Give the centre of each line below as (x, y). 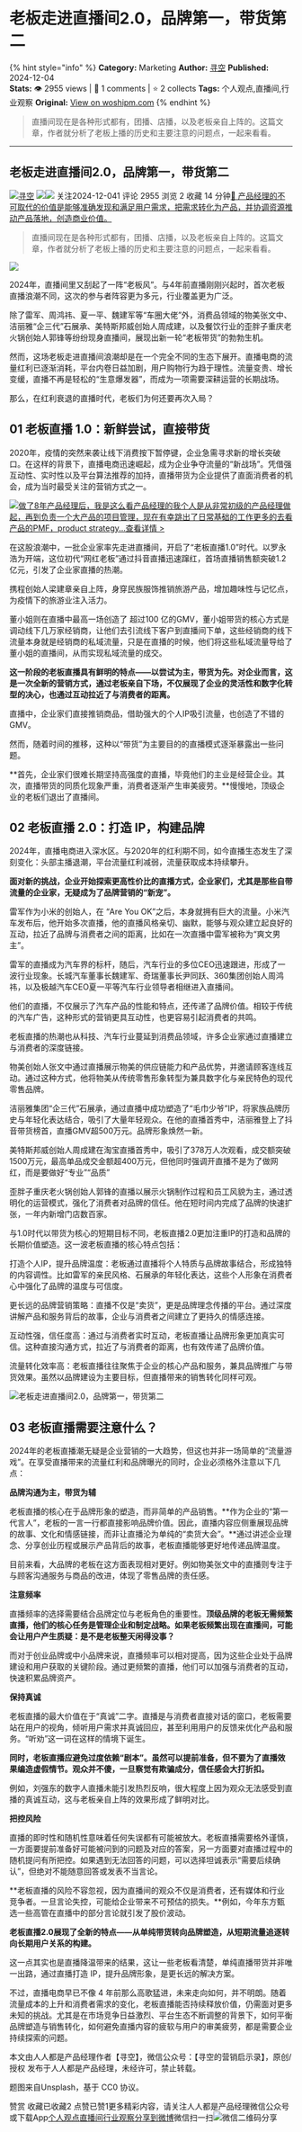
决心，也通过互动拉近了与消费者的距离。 (100, 694)
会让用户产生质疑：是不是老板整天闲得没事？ (92, 1636)
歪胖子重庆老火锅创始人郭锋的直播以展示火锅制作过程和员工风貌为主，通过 (147, 1192)
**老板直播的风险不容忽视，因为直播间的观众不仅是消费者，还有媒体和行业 (147, 1891)
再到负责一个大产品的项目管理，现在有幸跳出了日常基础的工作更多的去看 (159, 516)
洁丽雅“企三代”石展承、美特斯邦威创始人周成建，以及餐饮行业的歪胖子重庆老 (151, 326)
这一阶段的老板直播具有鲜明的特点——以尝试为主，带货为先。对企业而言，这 (151, 672)
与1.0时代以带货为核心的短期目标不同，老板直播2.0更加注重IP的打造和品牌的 (150, 1233)
